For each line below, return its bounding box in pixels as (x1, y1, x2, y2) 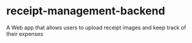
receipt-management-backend (6, 4, 165, 18)
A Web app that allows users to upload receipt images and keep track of (6, 24, 187, 31)
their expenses (6, 30, 44, 37)
